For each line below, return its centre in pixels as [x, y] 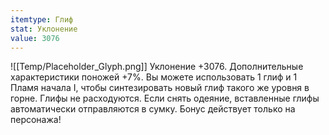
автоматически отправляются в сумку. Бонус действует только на [153, 109]
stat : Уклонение [44, 29]
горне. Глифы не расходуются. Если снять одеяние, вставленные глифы [165, 98]
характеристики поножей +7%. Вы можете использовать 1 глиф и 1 [154, 77]
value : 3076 [35, 38]
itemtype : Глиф [42, 19]
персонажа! [36, 120]
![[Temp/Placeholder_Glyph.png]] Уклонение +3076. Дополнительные [157, 67]
